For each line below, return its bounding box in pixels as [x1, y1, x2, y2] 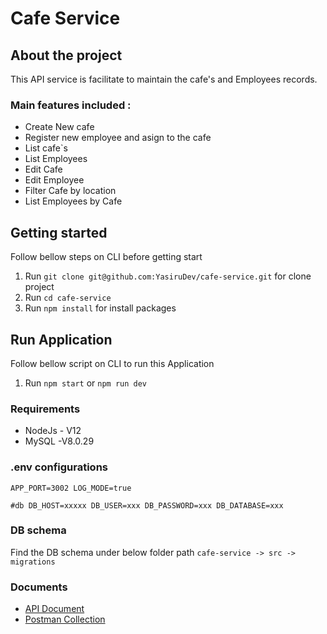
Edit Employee [24, 174, 85, 186]
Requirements [10, 402, 81, 416]
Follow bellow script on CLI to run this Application [10, 357, 215, 369]
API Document [24, 603, 85, 615]
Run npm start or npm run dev [24, 377, 148, 389]
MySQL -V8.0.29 [24, 435, 95, 447]
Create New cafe [24, 121, 95, 133]
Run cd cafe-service [24, 292, 112, 304]
